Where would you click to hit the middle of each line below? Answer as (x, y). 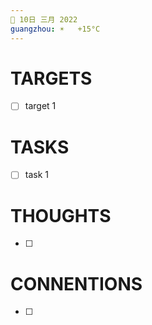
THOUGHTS (61, 215)
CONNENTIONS (76, 283)
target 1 (40, 106)
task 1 (36, 175)
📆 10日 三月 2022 (44, 19)
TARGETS (51, 78)
